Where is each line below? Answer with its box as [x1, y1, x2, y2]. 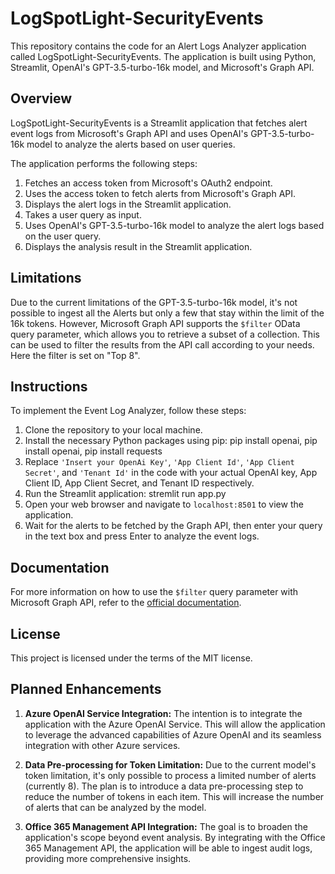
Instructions [10, 378, 88, 395]
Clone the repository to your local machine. [24, 424, 203, 436]
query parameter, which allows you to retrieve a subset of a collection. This [10, 328, 320, 340]
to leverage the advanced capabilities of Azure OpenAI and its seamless [24, 728, 322, 741]
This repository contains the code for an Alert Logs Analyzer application [10, 40, 307, 52]
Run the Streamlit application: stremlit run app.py [24, 488, 227, 500]
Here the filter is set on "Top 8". [10, 349, 141, 361]
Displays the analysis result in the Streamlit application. [24, 240, 253, 252]
